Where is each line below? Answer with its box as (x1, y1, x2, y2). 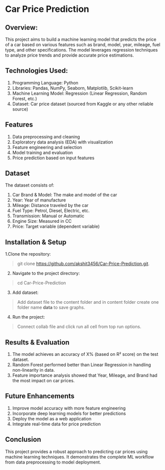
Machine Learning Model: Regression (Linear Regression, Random (12, 90, 147, 96)
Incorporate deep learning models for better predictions (12, 410, 126, 416)
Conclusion (5, 435, 41, 444)
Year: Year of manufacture (12, 197, 66, 203)
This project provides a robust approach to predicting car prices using (5, 448, 148, 455)
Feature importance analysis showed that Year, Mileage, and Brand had (12, 372, 158, 378)
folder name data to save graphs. (17, 304, 85, 311)
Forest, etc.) (12, 95, 37, 101)
